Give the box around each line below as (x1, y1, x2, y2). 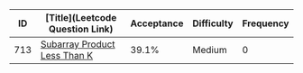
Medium (192, 44, 227, 56)
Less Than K (40, 50, 93, 61)
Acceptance (130, 17, 184, 30)
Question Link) (48, 23, 114, 35)
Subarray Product (40, 38, 115, 50)
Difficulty (192, 17, 234, 30)
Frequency (242, 17, 289, 30)
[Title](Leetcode (44, 12, 117, 23)
